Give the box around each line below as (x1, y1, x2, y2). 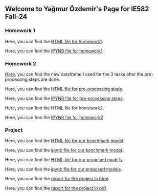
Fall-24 (5, 13, 28, 21)
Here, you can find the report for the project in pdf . (5, 185, 108, 191)
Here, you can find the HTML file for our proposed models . (5, 157, 123, 163)
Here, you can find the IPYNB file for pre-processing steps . (5, 95, 124, 101)
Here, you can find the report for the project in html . (5, 176, 110, 182)
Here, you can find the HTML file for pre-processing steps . (5, 86, 124, 92)
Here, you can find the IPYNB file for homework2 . (5, 114, 105, 120)
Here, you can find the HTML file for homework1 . (5, 38, 104, 44)
